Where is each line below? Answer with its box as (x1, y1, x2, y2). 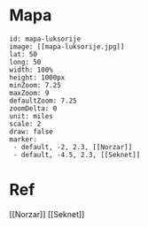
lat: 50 (9, 49, 38, 58)
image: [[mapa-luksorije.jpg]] (9, 42, 125, 51)
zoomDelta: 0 (9, 103, 58, 113)
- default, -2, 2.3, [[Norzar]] (12, 142, 133, 151)
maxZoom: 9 (9, 88, 50, 97)
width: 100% (9, 65, 53, 74)
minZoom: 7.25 (9, 80, 62, 89)
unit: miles (9, 111, 53, 120)
